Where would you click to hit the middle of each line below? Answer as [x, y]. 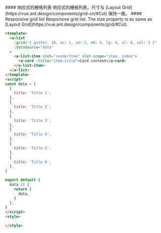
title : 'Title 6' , [33, 162]
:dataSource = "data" [34, 47]
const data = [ [21, 84]
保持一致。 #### [125, 14]
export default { [23, 180]
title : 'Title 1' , [33, 93]
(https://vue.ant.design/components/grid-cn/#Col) [56, 14]
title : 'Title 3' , [33, 120]
